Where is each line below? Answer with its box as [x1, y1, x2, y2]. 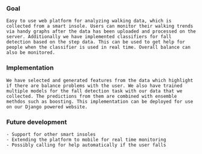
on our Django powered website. [6, 104, 88, 110]
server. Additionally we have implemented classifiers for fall [6, 34, 172, 40]
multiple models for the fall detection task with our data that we [6, 88, 183, 94]
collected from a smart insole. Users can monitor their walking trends [6, 23, 194, 30]
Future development [6, 118, 67, 126]
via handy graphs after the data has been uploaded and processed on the [6, 28, 197, 34]
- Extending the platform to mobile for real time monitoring [6, 136, 166, 143]
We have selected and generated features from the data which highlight [6, 77, 194, 83]
